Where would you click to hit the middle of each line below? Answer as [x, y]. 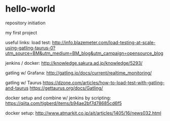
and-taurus [17, 88]
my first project [21, 32]
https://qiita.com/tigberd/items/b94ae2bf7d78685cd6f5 [63, 103]
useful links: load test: [28, 42]
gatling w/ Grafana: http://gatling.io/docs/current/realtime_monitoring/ [79, 73]
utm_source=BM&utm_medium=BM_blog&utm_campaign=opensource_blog [84, 53]
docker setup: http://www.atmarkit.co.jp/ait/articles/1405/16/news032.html [83, 113]
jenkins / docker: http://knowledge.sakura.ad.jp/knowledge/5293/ [74, 63]
